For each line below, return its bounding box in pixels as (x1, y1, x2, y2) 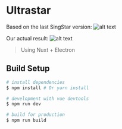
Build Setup (6, 64, 50, 74)
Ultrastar (6, 4, 51, 17)
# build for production (6, 112, 65, 118)
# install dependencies (6, 79, 65, 85)
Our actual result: (6, 34, 49, 42)
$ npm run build (6, 117, 46, 124)
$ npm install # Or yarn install (6, 84, 89, 91)
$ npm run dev (6, 101, 42, 107)
